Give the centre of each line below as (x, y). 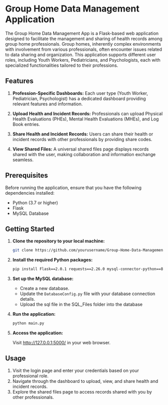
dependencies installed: (30, 193)
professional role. (30, 376)
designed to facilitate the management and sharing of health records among (84, 39)
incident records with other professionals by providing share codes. (82, 139)
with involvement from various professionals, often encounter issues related (83, 49)
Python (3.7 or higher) (35, 202)
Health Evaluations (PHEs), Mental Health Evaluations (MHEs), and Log (86, 119)
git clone (23, 250)
